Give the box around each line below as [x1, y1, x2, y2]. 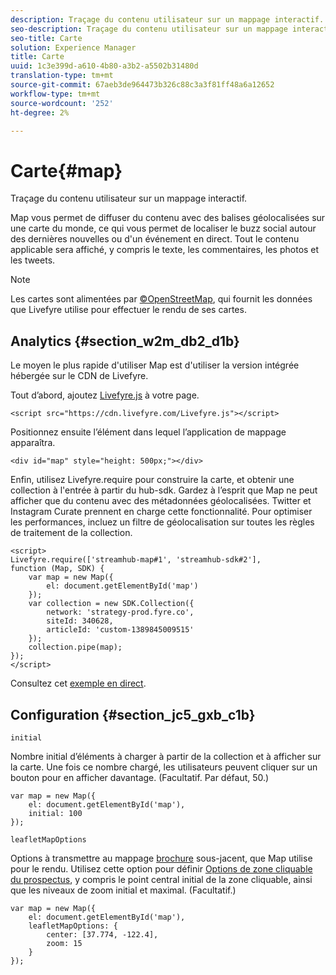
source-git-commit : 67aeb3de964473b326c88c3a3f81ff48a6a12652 [10, 80, 275, 90]
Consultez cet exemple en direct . [10, 677, 147, 690]
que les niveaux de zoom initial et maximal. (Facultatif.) [10, 884, 237, 896]
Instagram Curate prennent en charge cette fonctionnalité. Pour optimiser [10, 506, 313, 518]
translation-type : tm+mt [10, 71, 114, 81]
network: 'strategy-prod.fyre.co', [46, 607, 195, 618]
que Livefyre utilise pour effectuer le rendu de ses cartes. [10, 304, 247, 316]
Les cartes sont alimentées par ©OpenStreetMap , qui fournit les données [10, 293, 313, 305]
